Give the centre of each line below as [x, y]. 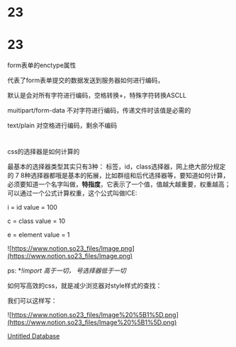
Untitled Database [34, 336]
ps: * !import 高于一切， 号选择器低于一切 [67, 271]
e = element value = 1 [39, 235]
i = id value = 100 [33, 207]
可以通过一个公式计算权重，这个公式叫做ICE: [72, 193]
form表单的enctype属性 [42, 65]
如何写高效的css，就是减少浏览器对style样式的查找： [85, 286]
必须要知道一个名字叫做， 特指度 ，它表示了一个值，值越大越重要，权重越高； [119, 184]
